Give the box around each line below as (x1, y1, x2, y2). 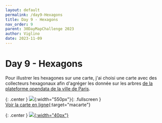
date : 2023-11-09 (5, 36, 42, 41)
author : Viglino (5, 31, 40, 36)
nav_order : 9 (5, 21, 33, 27)
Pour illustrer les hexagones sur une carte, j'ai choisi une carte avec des (5, 75, 157, 81)
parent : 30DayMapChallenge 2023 (5, 27, 74, 32)
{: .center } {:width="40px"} (5, 112, 69, 118)
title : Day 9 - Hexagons (5, 17, 58, 22)
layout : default (5, 7, 40, 13)
